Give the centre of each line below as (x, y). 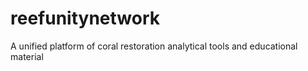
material (27, 56)
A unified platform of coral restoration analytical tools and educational (154, 46)
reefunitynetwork (85, 18)
